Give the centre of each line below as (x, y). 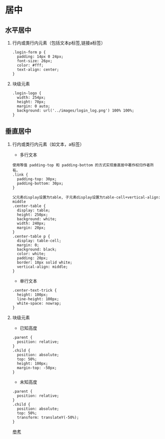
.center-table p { (31, 236)
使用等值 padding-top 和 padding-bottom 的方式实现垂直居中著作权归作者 (81, 165)
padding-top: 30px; (37, 179)
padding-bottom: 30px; (40, 183)
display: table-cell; (39, 241)
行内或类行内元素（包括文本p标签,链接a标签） (59, 43)
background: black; (37, 249)
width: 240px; (31, 223)
